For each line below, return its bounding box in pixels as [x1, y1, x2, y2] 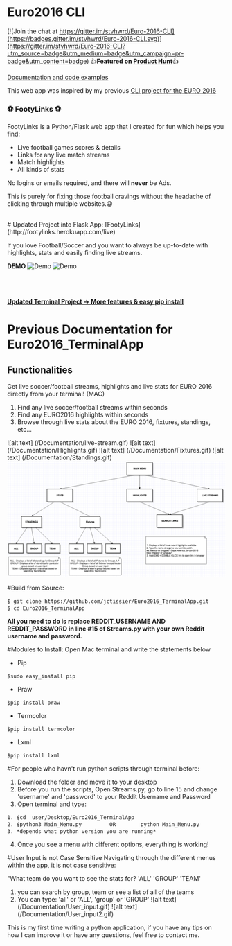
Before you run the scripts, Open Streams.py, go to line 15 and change [17, 785, 218, 794]
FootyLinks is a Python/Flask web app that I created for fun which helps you [7, 123, 224, 131]
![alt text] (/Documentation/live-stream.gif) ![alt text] [7, 439, 156, 447]
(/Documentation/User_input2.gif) [17, 910, 114, 918]
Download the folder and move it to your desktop [17, 778, 157, 786]
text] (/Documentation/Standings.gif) [7, 453, 112, 462]
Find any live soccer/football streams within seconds [17, 403, 168, 412]
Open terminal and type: [17, 800, 87, 808]
